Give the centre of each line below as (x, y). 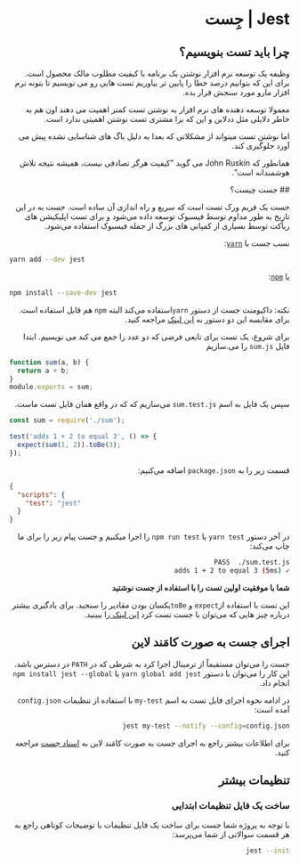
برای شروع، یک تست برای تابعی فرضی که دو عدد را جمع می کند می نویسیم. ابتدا (157, 336)
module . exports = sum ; (51, 387)
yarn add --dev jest (48, 259)
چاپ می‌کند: (270, 546)
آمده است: (272, 709)
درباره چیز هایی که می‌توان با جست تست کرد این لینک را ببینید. (187, 614)
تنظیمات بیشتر (254, 780)
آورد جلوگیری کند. (261, 146)
